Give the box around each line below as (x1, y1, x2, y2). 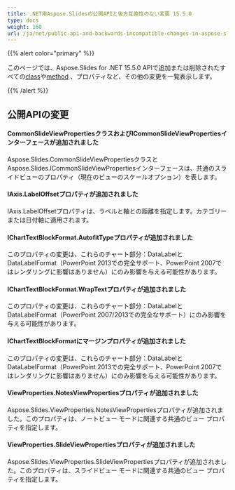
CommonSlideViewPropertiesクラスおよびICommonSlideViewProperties (7, 129, 222, 138)
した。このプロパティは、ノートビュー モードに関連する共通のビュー (7, 414, 205, 423)
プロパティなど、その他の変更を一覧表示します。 (76, 72, 216, 81)
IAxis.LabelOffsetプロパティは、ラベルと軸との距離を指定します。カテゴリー (7, 207, 227, 216)
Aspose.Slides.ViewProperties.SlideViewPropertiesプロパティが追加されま (7, 458, 221, 466)
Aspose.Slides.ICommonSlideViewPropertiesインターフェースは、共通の (7, 164, 215, 172)
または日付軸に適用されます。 (7, 216, 93, 225)
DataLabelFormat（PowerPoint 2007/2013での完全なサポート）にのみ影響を (7, 310, 227, 319)
